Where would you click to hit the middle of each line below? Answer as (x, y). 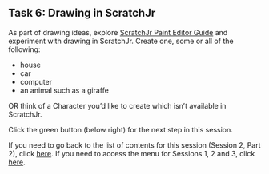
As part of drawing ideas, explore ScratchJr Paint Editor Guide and (118, 32)
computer (36, 81)
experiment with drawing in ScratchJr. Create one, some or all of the (121, 41)
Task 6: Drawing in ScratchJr (82, 13)
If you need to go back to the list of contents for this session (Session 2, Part (134, 145)
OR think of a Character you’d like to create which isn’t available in (117, 105)
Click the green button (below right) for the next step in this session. (121, 129)
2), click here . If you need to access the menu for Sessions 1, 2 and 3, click (132, 153)
